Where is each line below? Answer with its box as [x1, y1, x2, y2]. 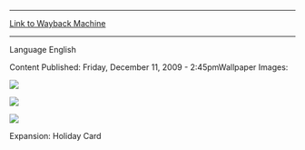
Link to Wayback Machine [9, 18, 106, 28]
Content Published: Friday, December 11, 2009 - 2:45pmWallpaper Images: [9, 62, 289, 73]
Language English [9, 45, 77, 55]
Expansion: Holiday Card [9, 131, 102, 141]
